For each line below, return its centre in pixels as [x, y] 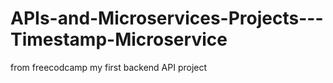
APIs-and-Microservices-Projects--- [167, 18]
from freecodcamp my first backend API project [109, 67]
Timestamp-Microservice [119, 39]
